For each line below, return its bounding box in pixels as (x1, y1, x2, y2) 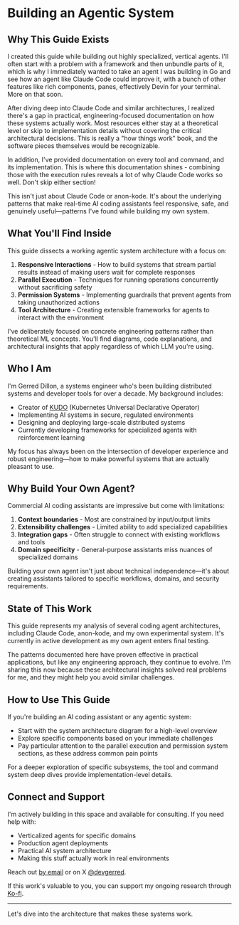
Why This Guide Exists (7, 33, 110, 46)
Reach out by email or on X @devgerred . (7, 867, 127, 876)
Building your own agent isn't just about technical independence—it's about (7, 567, 230, 576)
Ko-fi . (7, 889, 24, 897)
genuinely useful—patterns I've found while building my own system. (7, 207, 210, 215)
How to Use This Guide (7, 694, 110, 706)
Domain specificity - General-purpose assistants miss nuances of (17, 546, 213, 554)
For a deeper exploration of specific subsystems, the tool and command (7, 763, 218, 771)
